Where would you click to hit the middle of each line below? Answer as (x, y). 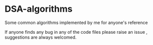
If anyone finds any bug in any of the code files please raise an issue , (76, 32)
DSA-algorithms (38, 9)
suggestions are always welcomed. (41, 37)
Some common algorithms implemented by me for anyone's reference (76, 22)
